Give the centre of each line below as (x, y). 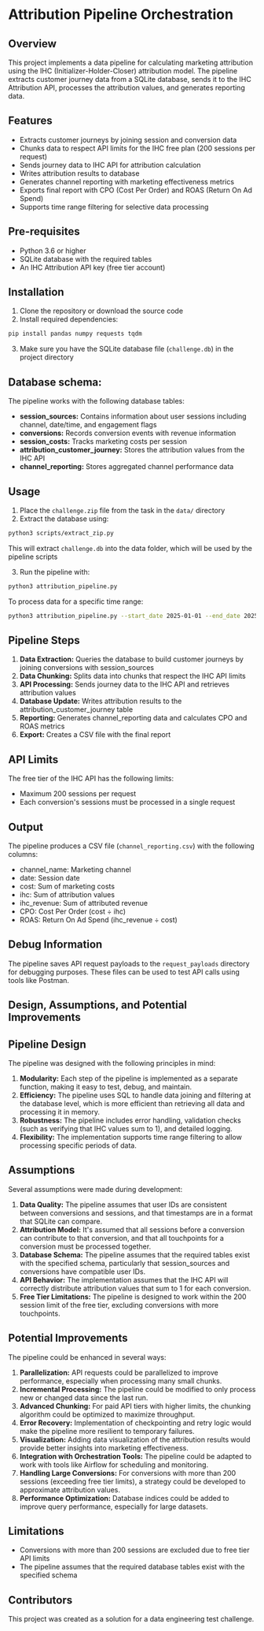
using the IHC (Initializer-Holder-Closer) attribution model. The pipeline (123, 71)
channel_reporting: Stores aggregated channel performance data (126, 467)
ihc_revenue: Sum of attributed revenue (83, 903)
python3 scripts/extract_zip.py (61, 533)
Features (30, 121)
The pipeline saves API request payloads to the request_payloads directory (129, 963)
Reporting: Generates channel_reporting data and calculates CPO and (133, 718)
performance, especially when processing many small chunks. (121, 1380)
